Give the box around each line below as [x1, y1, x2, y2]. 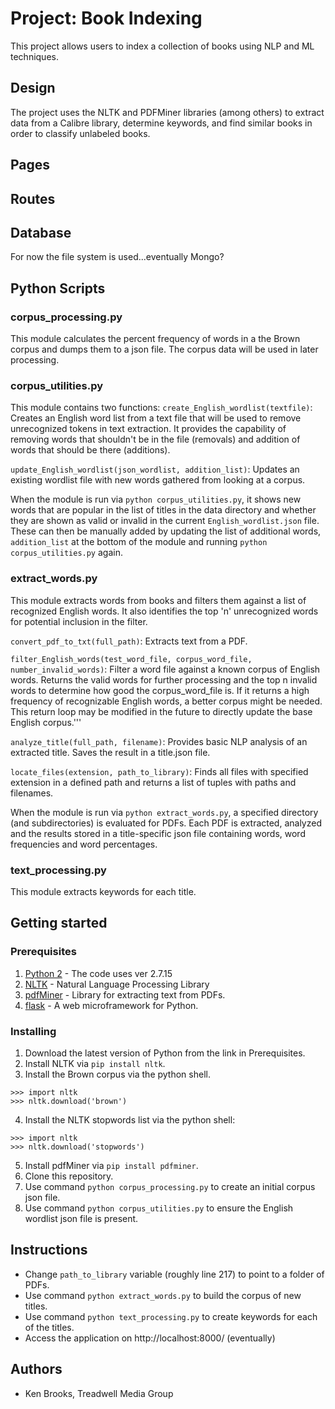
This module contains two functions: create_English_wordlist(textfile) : [10, 402, 313, 414]
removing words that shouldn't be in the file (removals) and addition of [10, 433, 301, 446]
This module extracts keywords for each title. [10, 885, 197, 897]
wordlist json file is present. [24, 1212, 139, 1224]
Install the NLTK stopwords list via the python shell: [24, 1113, 236, 1126]
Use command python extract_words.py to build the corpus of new [24, 1289, 302, 1301]
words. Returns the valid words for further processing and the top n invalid [10, 673, 318, 686]
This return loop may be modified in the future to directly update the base [10, 705, 313, 717]
